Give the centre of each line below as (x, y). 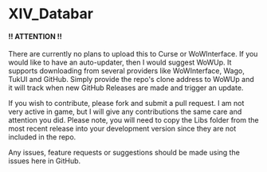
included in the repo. (42, 137)
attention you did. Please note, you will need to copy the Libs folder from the (133, 120)
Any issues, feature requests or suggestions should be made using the (124, 153)
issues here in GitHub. (45, 161)
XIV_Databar (51, 14)
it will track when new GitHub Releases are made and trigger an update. (126, 88)
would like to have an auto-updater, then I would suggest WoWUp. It (120, 63)
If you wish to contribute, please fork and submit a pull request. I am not (126, 104)
